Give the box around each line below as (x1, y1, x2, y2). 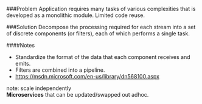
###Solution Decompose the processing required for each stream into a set (6, 24, 196, 30)
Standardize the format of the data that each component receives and (15, 54, 190, 60)
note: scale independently (6, 85, 72, 92)
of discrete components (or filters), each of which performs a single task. (6, 30, 190, 37)
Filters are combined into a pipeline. (15, 66, 105, 74)
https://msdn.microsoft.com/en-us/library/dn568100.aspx (15, 73, 160, 80)
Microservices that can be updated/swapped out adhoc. (6, 91, 149, 98)
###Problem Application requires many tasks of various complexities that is (6, 5, 196, 12)
